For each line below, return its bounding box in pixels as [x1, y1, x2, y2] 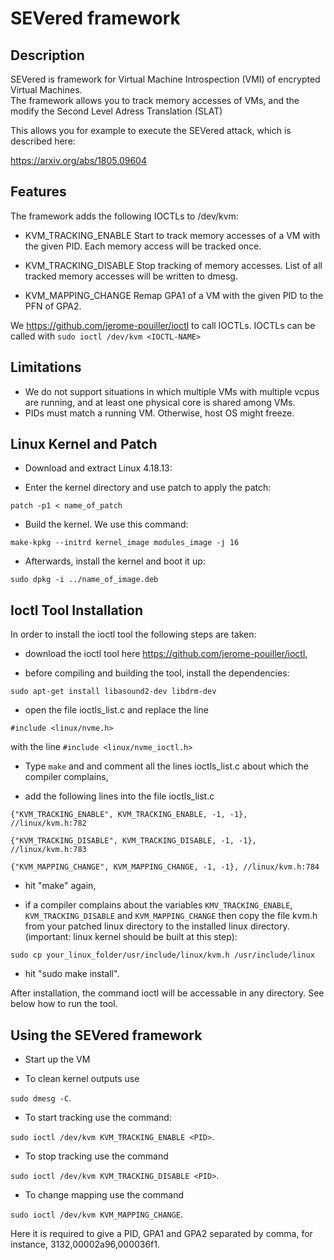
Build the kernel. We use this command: [24, 518, 189, 531]
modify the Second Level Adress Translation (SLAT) [10, 105, 223, 117]
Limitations [10, 359, 82, 376]
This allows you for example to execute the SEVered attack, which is [10, 125, 292, 136]
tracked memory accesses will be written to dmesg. [24, 270, 238, 282]
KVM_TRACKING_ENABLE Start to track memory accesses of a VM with [24, 229, 321, 241]
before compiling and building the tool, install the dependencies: [24, 667, 290, 679]
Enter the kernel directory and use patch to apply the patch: [24, 482, 272, 494]
